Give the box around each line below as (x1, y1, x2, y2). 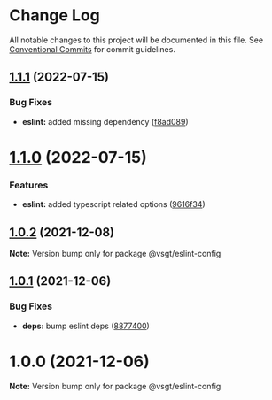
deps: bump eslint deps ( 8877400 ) (21, 320, 151, 331)
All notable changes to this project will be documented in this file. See (9, 35, 264, 45)
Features (9, 179, 49, 191)
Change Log (9, 5, 100, 26)
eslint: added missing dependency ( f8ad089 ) (21, 116, 189, 127)
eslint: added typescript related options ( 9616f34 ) (21, 199, 206, 210)
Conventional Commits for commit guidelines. (9, 43, 175, 54)
